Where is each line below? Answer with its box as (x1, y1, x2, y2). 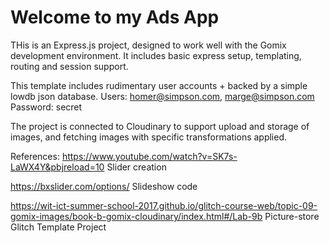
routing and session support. (10, 60, 129, 72)
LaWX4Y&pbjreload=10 (10, 161, 105, 173)
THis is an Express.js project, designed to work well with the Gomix (10, 39, 287, 51)
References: (10, 150, 60, 162)
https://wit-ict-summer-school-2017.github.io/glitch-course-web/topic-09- (10, 199, 318, 211)
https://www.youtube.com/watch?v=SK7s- (61, 150, 238, 162)
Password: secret (10, 101, 83, 113)
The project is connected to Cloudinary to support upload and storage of (10, 120, 310, 132)
